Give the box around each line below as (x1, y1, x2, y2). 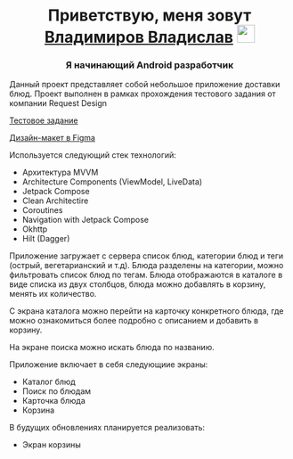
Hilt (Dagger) (21, 234, 70, 244)
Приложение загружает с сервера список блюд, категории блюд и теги (9, 250, 284, 261)
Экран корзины (21, 439, 82, 450)
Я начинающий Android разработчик (65, 59, 234, 71)
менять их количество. (9, 289, 97, 299)
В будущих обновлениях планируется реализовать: (9, 422, 206, 433)
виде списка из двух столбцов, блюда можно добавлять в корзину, (9, 279, 266, 290)
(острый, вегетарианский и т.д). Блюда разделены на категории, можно (9, 260, 284, 271)
